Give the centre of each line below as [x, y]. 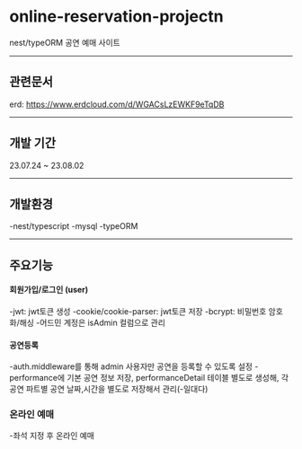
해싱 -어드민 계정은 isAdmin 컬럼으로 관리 [93, 322]
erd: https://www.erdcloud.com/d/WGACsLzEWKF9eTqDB [117, 104]
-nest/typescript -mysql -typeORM [74, 226]
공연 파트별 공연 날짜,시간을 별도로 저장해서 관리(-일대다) [109, 389]
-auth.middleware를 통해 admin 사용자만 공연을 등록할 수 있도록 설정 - [134, 366]
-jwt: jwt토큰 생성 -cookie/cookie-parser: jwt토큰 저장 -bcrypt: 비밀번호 [138, 311]
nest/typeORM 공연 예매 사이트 [65, 42]
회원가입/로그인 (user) [49, 290]
